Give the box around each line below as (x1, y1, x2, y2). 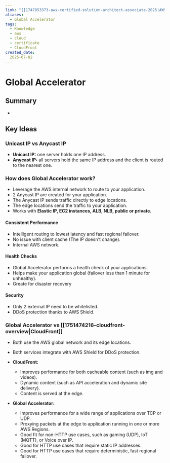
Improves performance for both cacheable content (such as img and (20, 369, 163, 375)
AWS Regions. (20, 426, 50, 433)
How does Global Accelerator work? (5, 174, 96, 182)
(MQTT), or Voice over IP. (20, 437, 73, 443)
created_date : (5, 50, 35, 55)
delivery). (20, 385, 40, 391)
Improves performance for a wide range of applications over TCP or (20, 410, 162, 416)
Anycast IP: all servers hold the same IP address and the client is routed (12, 157, 163, 163)
